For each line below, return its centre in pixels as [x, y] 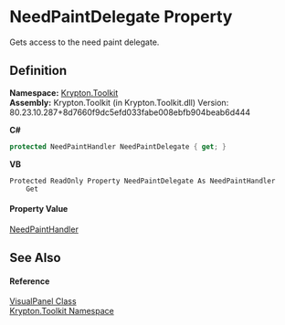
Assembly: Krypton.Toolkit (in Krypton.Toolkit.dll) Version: [119, 102]
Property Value [39, 209]
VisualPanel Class [43, 301]
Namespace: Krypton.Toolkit [64, 92]
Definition [38, 71]
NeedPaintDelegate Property [121, 17]
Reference [30, 281]
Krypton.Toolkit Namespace [62, 311]
